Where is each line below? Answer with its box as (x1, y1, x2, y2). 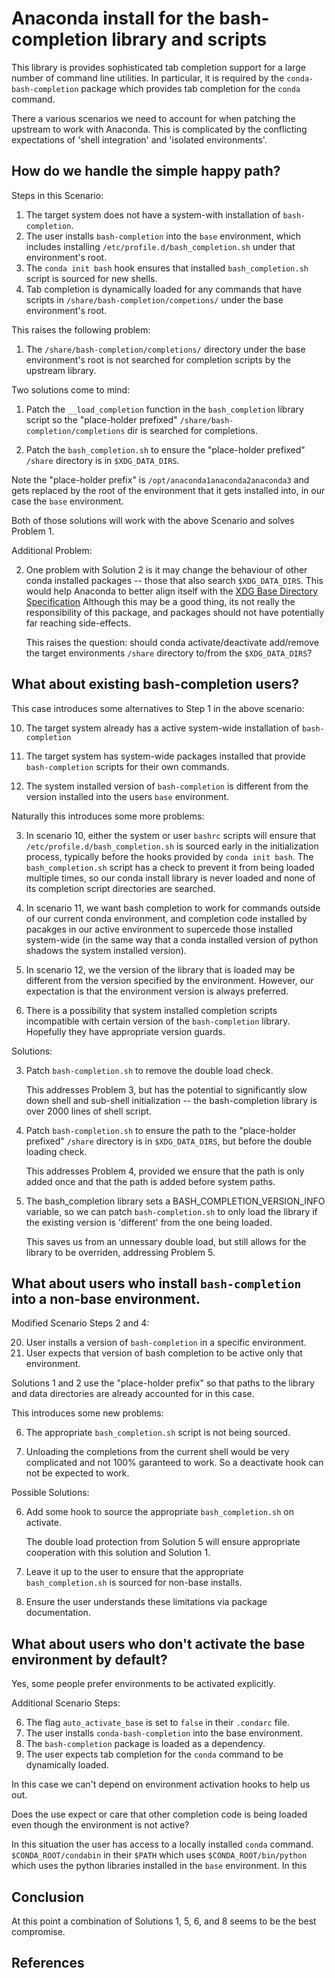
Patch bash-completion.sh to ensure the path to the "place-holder (25, 1124, 297, 1136)
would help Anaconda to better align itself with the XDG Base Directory (25, 585, 319, 597)
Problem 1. (11, 525, 55, 537)
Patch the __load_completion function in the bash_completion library (25, 403, 304, 415)
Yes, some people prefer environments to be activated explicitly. (11, 1678, 276, 1690)
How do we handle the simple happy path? (11, 163, 281, 180)
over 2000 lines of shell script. (25, 1105, 152, 1117)
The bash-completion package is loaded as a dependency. (25, 1738, 266, 1750)
